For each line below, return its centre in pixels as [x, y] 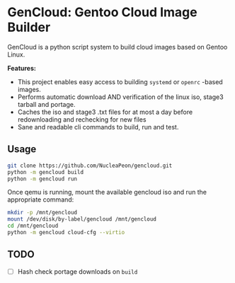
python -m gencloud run [42, 179]
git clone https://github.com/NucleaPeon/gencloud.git [90, 166]
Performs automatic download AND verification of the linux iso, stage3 [121, 97]
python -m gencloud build [45, 172]
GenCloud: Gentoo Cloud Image [102, 12]
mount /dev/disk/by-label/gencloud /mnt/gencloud [82, 219]
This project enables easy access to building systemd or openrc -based [120, 81]
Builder [29, 27]
